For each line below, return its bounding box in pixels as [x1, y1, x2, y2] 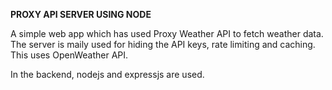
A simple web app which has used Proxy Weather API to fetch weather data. [10, 28, 324, 39]
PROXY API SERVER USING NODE [10, 9, 152, 20]
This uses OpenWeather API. [10, 49, 129, 61]
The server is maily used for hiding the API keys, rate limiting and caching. [10, 39, 316, 50]
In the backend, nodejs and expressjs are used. [10, 69, 205, 80]
